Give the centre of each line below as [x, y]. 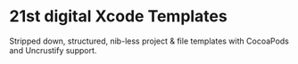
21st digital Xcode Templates [118, 16]
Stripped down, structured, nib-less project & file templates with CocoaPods [149, 41]
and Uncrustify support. [53, 50]
